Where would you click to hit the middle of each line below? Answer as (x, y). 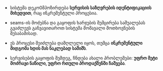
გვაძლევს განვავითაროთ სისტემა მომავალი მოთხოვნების (72, 28)
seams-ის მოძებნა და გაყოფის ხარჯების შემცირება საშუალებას (77, 23)
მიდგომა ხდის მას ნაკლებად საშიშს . (48, 48)
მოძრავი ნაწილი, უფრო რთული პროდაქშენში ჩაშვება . (68, 63)
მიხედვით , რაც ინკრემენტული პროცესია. (54, 13)
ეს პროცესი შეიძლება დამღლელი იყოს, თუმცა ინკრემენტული (76, 43)
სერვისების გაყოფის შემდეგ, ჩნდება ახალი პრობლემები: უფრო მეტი (84, 58)
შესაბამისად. (24, 33)
